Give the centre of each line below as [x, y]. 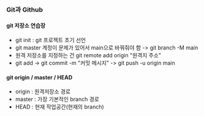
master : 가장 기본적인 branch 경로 [57, 100]
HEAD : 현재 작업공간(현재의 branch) [59, 107]
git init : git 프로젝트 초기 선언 [51, 40]
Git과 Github [25, 9]
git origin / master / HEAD [40, 77]
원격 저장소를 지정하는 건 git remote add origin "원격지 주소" [88, 56]
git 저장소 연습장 [26, 25]
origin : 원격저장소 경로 [43, 92]
